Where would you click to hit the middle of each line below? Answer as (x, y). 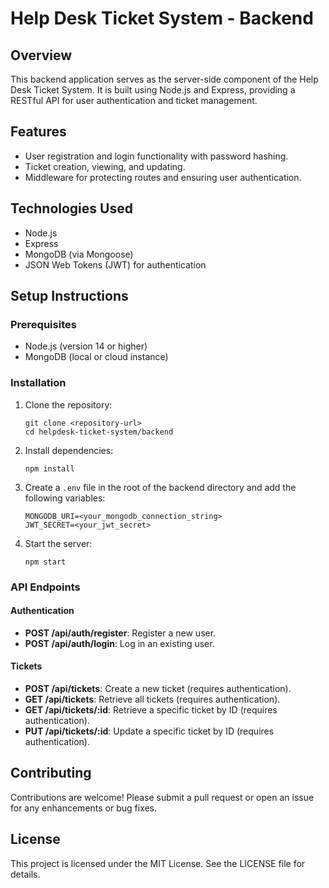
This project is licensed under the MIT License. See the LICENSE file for (158, 863)
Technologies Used (71, 208)
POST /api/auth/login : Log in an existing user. (119, 643)
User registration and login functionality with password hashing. (156, 156)
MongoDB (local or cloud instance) (96, 357)
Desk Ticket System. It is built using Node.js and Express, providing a (153, 90)
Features (38, 132)
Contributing (51, 773)
